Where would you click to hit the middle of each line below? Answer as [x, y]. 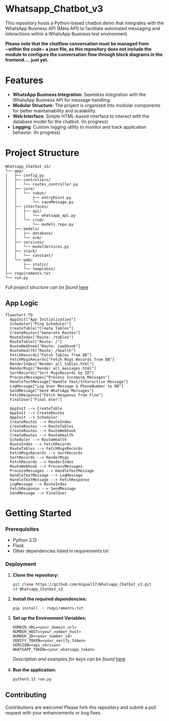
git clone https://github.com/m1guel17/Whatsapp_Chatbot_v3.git [82, 585]
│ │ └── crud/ [25, 220]
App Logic [22, 303]
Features [24, 81]
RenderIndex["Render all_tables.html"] [52, 364]
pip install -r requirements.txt [48, 609]
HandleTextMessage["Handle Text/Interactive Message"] [69, 382]
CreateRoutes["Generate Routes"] [45, 333]
